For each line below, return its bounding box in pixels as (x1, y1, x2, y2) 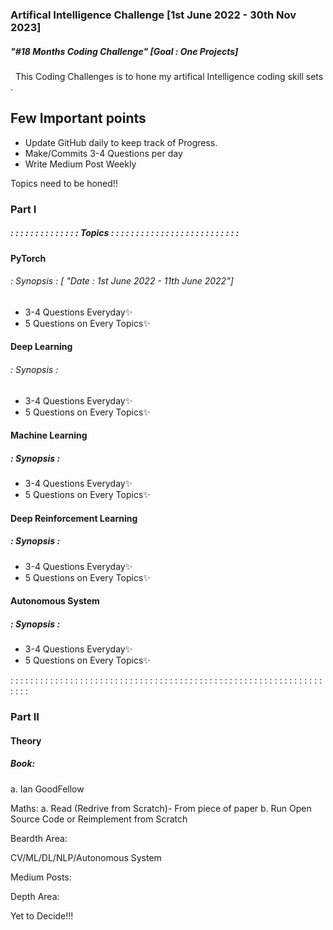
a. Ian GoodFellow (10, 783, 85, 795)
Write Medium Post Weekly (24, 158, 137, 170)
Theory (10, 734, 42, 747)
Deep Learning (10, 341, 73, 353)
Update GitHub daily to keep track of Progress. (24, 136, 218, 148)
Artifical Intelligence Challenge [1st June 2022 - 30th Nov (10, 8, 297, 22)
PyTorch (10, 252, 47, 264)
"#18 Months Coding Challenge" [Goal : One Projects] (10, 45, 239, 57)
